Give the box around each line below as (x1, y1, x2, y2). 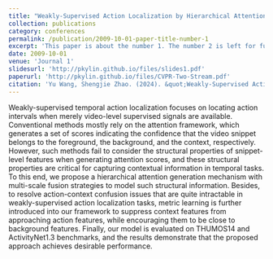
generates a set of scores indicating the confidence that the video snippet (8, 128, 257, 138)
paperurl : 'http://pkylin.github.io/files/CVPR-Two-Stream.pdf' (8, 72, 231, 81)
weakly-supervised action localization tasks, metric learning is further (8, 197, 242, 208)
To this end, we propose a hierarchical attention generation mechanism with (8, 172, 262, 182)
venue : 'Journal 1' (8, 58, 75, 66)
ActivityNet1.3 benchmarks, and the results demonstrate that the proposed (8, 232, 258, 242)
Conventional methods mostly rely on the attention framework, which (8, 120, 240, 129)
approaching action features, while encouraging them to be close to (8, 215, 236, 225)
